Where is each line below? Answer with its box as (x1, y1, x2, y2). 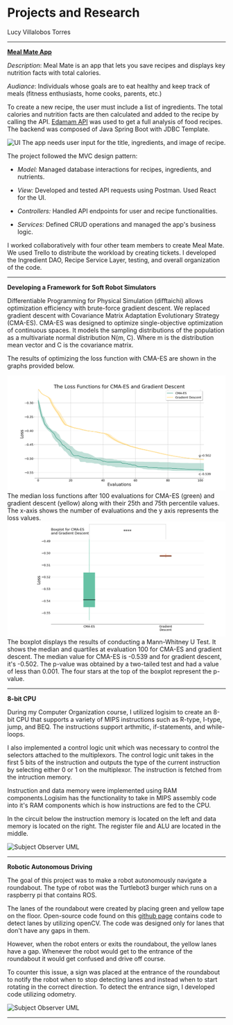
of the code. (7, 263, 42, 271)
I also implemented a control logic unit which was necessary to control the (7, 743, 220, 752)
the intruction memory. (7, 773, 73, 782)
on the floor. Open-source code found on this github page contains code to (7, 912, 223, 920)
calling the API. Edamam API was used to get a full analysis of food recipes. (7, 117, 223, 126)
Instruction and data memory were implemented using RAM (7, 786, 178, 795)
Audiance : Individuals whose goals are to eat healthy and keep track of (7, 82, 210, 90)
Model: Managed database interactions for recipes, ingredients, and (17, 165, 212, 173)
